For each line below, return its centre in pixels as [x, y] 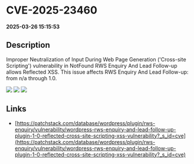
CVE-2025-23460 [52, 10]
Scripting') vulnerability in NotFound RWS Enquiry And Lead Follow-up [92, 65]
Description [28, 45]
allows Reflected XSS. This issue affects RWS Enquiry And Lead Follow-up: [97, 72]
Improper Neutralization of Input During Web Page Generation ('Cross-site [96, 59]
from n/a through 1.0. [32, 78]
